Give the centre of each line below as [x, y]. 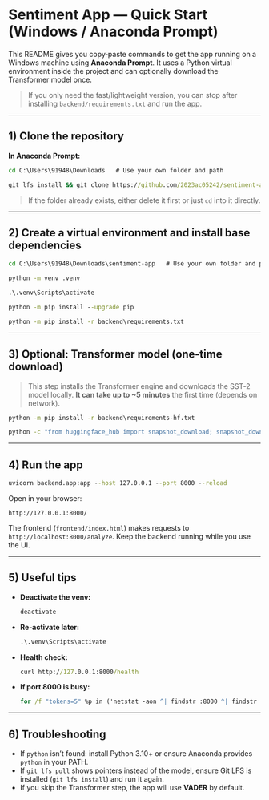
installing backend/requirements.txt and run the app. [115, 103]
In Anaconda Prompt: [44, 156]
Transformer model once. [50, 79]
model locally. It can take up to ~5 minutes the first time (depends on [143, 394]
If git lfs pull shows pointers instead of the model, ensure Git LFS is [136, 770]
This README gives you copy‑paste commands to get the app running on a [132, 54]
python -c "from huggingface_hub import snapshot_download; [111, 432]
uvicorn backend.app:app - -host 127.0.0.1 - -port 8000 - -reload [118, 483]
